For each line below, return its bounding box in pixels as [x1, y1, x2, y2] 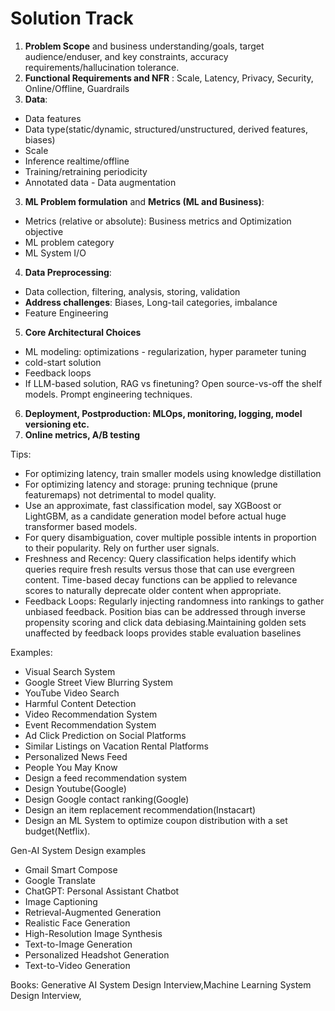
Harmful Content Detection [24, 697, 137, 709]
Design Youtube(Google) [24, 782, 127, 794]
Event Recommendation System [24, 718, 157, 731]
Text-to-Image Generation [24, 938, 133, 950]
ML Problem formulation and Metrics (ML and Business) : [24, 195, 265, 207]
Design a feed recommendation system [24, 772, 188, 784]
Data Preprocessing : [24, 266, 112, 278]
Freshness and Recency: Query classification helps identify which [24, 552, 297, 564]
